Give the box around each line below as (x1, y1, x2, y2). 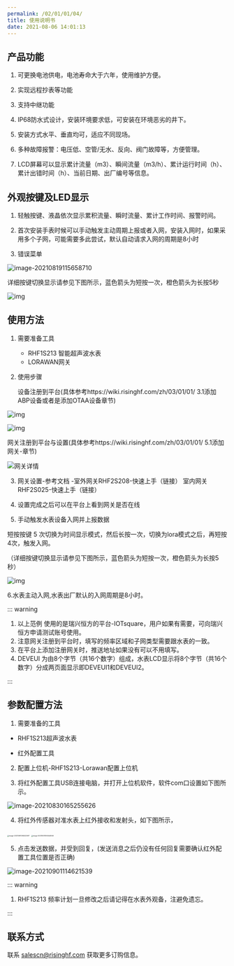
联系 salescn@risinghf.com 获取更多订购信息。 (7, 951, 142, 959)
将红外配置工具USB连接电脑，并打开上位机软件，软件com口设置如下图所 (17, 778, 227, 787)
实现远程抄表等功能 (17, 85, 73, 94)
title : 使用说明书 (7, 17, 56, 24)
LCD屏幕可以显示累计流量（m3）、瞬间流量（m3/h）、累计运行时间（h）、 (17, 160, 226, 169)
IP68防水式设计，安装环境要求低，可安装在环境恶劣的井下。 (17, 115, 190, 124)
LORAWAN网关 (27, 358, 71, 366)
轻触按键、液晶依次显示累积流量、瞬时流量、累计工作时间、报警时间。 (17, 211, 220, 219)
